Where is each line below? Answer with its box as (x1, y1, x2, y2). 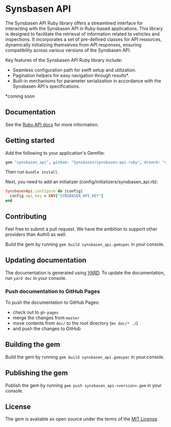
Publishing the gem (5, 369, 68, 377)
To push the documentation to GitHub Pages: (5, 299, 100, 305)
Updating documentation (5, 256, 87, 265)
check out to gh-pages (12, 309, 59, 315)
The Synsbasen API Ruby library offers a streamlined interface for (5, 20, 144, 26)
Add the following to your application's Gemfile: (5, 150, 105, 156)
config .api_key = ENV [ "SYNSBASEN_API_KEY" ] (10, 194, 103, 199)
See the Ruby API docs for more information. (5, 121, 99, 128)
